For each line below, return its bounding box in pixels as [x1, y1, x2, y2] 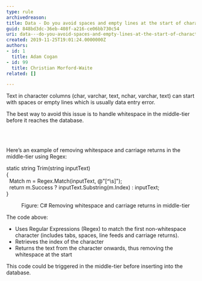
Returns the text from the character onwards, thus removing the [14, 245, 173, 252]
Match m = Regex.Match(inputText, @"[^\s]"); [8, 177, 122, 185]
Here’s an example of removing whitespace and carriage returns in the [6, 147, 181, 154]
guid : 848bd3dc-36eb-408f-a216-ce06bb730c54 [6, 25, 120, 32]
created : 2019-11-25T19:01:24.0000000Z [6, 37, 106, 43]
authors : [6, 43, 28, 49]
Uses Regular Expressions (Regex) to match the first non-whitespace [14, 226, 186, 233]
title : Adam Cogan [11, 54, 58, 60]
